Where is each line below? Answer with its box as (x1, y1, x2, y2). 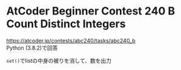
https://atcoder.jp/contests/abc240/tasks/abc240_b (6, 37, 136, 44)
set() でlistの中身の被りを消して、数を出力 (6, 57, 112, 64)
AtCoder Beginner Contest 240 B (6, 4, 176, 18)
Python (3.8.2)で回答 (6, 44, 58, 51)
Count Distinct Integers (6, 17, 126, 31)
